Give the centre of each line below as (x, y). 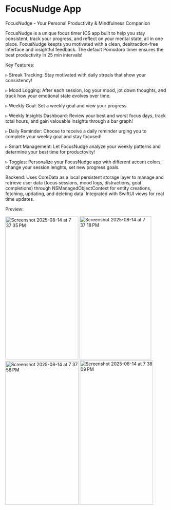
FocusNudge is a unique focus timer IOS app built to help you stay (75, 33)
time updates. (20, 199)
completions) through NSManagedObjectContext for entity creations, (78, 188)
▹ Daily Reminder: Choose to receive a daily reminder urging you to (76, 131)
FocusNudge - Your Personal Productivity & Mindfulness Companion (78, 23)
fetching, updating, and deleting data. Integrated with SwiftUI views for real (85, 194)
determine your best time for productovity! (50, 152)
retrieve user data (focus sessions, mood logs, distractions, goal (73, 182)
